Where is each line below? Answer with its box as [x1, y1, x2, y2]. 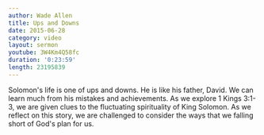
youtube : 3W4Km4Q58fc [8, 48, 80, 56]
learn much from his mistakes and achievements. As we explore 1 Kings [8, 93, 242, 103]
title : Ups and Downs [8, 19, 80, 27]
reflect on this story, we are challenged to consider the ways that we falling [8, 110, 254, 120]
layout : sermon [8, 41, 59, 49]
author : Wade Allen [8, 11, 73, 20]
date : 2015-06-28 [8, 26, 66, 34]
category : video [8, 33, 62, 42]
